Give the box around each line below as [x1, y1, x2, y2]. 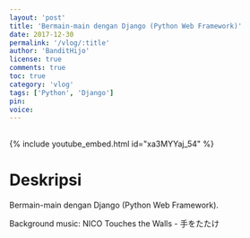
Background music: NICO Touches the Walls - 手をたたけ [9, 218, 220, 229]
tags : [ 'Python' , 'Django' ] [9, 88, 115, 97]
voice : [9, 105, 34, 114]
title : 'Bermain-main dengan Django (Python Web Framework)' [9, 22, 243, 31]
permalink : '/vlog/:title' [9, 38, 110, 48]
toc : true [9, 72, 47, 81]
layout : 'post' [9, 13, 66, 22]
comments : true [9, 64, 66, 73]
